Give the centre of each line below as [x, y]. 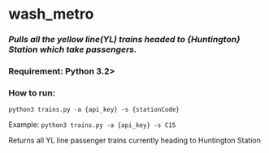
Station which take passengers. [73, 49]
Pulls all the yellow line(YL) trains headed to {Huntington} [125, 40]
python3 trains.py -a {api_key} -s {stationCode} [94, 110]
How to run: [32, 92]
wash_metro [51, 14]
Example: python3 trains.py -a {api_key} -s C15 [92, 125]
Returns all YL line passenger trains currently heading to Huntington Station [135, 140]
